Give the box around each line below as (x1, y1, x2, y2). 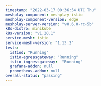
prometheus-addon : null (10, 69, 60, 74)
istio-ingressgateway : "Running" (10, 59, 83, 64)
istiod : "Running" (10, 50, 49, 55)
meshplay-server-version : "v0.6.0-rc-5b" (5, 21, 94, 27)
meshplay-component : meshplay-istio (5, 12, 83, 17)
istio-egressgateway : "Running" (10, 54, 79, 60)
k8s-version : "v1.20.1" (5, 31, 56, 36)
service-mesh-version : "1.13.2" (5, 40, 74, 46)
